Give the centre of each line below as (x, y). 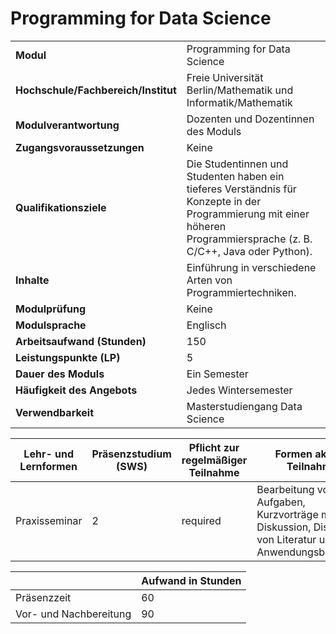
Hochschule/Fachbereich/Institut (96, 90)
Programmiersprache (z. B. (249, 239)
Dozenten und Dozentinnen (250, 119)
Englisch (206, 325)
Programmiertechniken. (241, 292)
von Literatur (286, 539)
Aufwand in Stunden (191, 580)
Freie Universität (225, 77)
